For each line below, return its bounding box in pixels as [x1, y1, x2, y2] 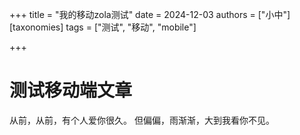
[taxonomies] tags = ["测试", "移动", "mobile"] [9, 21, 197, 33]
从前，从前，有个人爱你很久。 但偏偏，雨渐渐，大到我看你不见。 [9, 114, 275, 126]
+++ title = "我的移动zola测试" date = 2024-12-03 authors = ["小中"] [9, 9, 291, 20]
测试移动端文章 [9, 79, 133, 102]
